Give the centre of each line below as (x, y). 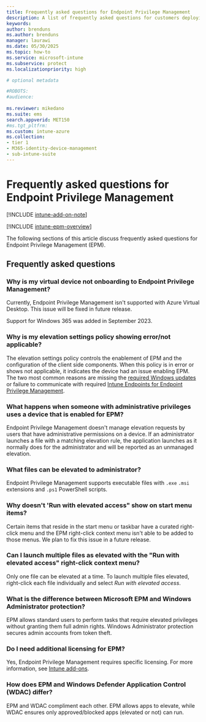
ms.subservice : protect (37, 63)
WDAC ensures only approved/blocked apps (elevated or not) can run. (95, 712)
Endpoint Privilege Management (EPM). (56, 245)
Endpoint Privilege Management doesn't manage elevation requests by (96, 427)
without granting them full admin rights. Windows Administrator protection (100, 626)
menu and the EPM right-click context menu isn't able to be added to (106, 533)
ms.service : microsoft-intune (45, 58)
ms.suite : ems (25, 114)
